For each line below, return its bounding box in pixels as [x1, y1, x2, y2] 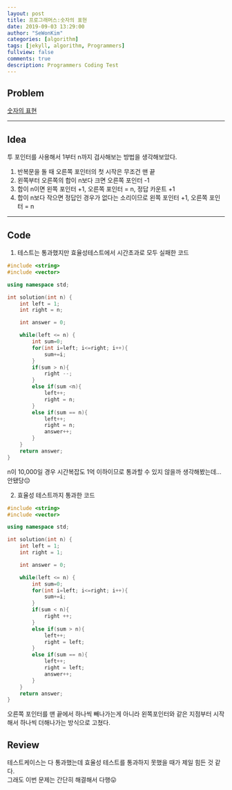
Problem [7, 87, 45, 99]
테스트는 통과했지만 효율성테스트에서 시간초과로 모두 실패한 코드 [17, 249, 189, 257]
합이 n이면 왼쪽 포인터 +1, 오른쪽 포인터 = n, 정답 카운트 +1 [17, 185, 175, 193]
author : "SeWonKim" [7, 29, 64, 37]
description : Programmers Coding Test [7, 62, 119, 69]
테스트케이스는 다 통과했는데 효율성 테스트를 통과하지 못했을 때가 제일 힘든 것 [7, 758, 214, 766]
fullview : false [7, 49, 54, 56]
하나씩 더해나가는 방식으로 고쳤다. [19, 719, 110, 727]
